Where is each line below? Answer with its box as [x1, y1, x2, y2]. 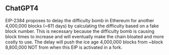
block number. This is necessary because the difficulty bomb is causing [5, 28, 155, 34]
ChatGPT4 [5, 4, 39, 13]
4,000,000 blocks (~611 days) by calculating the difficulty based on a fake [5, 23, 159, 29]
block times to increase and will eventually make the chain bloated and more [5, 33, 164, 39]
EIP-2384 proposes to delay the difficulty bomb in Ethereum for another [5, 17, 154, 23]
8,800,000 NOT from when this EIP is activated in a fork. [5, 44, 123, 50]
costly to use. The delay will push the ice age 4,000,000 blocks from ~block [5, 39, 163, 45]
